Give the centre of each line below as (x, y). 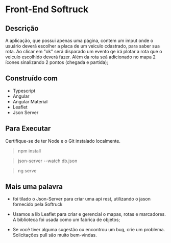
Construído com (31, 79)
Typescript (24, 91)
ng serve (27, 170)
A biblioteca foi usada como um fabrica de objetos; (66, 220)
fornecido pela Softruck (38, 204)
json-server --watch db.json (47, 161)
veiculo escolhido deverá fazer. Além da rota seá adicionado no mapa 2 (80, 57)
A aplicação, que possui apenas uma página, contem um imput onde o (79, 40)
